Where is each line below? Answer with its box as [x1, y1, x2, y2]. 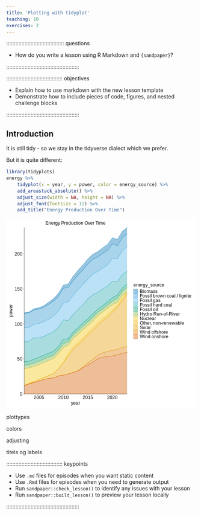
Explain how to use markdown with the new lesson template [14, 86, 164, 94]
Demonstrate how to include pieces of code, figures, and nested [14, 93, 175, 100]
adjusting [6, 437, 29, 444]
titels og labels [6, 449, 42, 456]
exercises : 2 [6, 22, 39, 28]
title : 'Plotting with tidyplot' [6, 10, 90, 16]
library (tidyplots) [6, 169, 55, 175]
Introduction [6, 129, 54, 139]
